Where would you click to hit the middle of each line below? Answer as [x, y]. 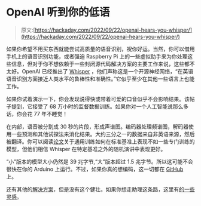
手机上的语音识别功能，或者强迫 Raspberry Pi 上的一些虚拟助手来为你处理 [97, 56]
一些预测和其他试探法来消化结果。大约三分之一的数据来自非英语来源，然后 [103, 134]
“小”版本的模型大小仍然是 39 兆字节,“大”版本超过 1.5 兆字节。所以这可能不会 [100, 161]
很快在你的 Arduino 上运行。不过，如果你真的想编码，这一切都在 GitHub [95, 169]
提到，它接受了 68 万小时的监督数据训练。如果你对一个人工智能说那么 [97, 106]
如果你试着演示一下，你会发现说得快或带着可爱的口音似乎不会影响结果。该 [98, 99]
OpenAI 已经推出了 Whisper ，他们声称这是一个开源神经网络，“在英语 [107, 71]
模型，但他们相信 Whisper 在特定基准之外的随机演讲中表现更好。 [86, 149]
